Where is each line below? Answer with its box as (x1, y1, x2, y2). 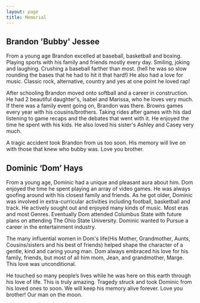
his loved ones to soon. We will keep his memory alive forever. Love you (6, 285, 183, 292)
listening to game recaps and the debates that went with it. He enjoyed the (6, 115, 189, 122)
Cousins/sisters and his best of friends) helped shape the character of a (6, 241, 183, 249)
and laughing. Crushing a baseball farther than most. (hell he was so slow (6, 65, 187, 72)
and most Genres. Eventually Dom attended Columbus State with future (6, 211, 182, 218)
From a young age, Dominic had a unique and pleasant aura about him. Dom (6, 179, 193, 186)
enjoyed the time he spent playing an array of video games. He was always (6, 185, 191, 192)
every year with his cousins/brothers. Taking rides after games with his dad (6, 108, 192, 116)
